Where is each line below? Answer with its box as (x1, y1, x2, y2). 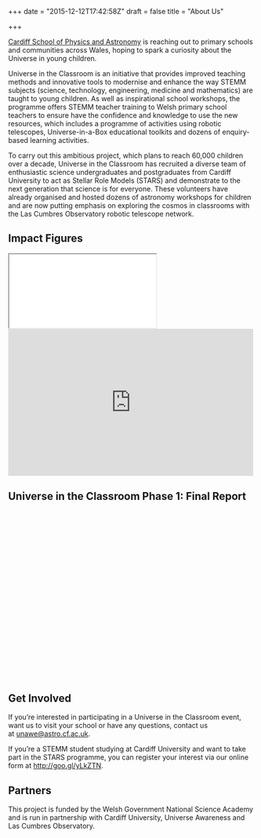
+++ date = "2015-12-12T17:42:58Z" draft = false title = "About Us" (8, 7, 224, 16)
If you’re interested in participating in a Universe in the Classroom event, (8, 712, 241, 722)
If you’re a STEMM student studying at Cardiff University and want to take (8, 745, 247, 754)
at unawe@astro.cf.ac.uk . (8, 729, 91, 738)
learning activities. (30, 136, 89, 144)
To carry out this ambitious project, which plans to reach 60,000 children (8, 151, 244, 160)
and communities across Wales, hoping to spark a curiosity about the (8, 46, 232, 54)
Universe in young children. (8, 54, 97, 63)
